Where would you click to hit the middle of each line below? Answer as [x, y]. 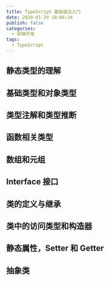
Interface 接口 [32, 182]
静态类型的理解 [34, 71]
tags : [13, 39]
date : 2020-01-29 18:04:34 [40, 17]
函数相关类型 [30, 137]
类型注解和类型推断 [41, 115]
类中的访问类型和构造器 [49, 226]
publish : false [25, 23]
